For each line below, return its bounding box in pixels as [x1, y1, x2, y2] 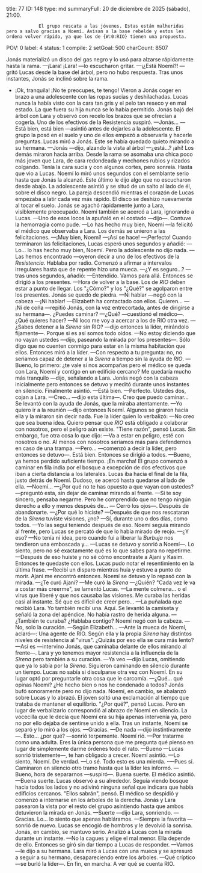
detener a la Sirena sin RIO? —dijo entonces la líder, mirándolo [34, 323, 189, 330]
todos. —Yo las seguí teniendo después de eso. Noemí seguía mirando [14, 522, 191, 528]
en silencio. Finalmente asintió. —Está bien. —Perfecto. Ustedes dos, [14, 387, 186, 394]
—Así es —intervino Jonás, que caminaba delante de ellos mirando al [14, 643, 187, 650]
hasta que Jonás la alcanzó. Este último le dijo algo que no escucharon [14, 176, 191, 183]
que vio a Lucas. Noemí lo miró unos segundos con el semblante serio [14, 170, 189, 177]
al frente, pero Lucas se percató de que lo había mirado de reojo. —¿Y [14, 528, 189, 535]
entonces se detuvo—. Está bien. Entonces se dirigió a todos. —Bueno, [14, 451, 191, 458]
